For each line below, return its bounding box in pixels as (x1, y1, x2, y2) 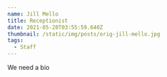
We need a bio (7, 63, 50, 71)
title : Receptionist (7, 17, 69, 24)
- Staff (14, 43, 37, 51)
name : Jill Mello (7, 10, 59, 18)
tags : (7, 37, 23, 44)
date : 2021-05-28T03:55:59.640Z (7, 24, 103, 31)
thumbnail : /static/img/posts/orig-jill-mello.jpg (7, 30, 161, 38)
